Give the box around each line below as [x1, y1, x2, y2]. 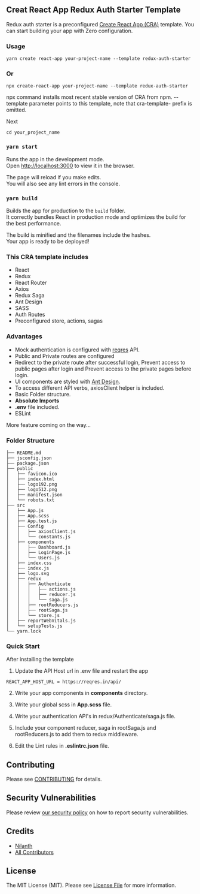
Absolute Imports [14, 397, 60, 404]
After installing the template [6, 656, 74, 663]
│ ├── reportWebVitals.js [6, 618, 76, 624]
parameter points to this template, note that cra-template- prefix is [29, 100, 192, 107]
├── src [6, 502, 26, 508]
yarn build [6, 195, 38, 201]
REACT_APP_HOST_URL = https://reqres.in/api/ [6, 679, 121, 685]
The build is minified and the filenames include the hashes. [6, 231, 151, 239]
